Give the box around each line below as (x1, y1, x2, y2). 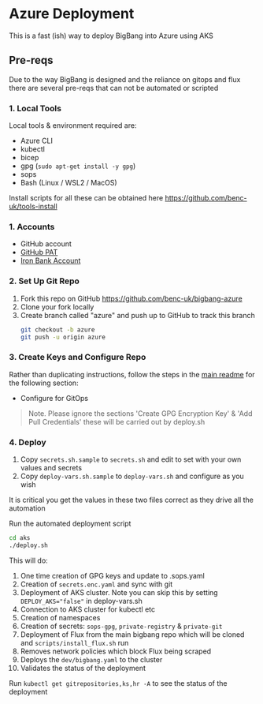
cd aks (9, 534, 31, 541)
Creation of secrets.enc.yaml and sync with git (20, 579, 173, 589)
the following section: (9, 378, 79, 388)
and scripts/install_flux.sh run (20, 638, 129, 647)
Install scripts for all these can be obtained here (9, 193, 164, 203)
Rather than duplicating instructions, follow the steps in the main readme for (9, 369, 255, 379)
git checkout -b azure (20, 325, 95, 334)
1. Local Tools (9, 103, 62, 114)
